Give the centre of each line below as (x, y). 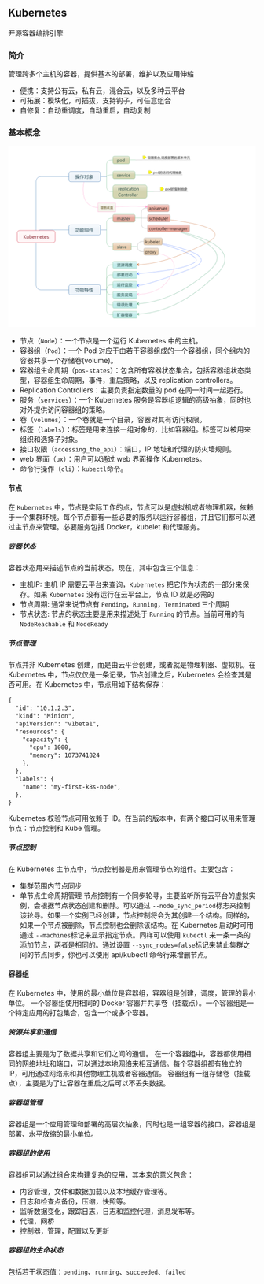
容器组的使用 (29, 1153)
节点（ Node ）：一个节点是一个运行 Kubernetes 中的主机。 (111, 340)
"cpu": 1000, (50, 748)
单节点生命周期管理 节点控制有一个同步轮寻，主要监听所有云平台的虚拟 (134, 895)
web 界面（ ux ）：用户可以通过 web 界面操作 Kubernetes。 (113, 458)
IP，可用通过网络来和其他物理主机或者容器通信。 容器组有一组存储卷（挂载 (129, 1073)
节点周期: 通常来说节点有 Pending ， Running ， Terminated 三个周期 (124, 604)
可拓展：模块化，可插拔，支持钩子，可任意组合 (95, 101)
